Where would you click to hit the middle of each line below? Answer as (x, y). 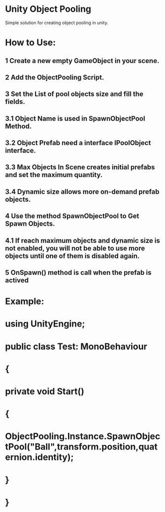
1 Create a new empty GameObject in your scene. (82, 61)
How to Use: (31, 43)
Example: (25, 301)
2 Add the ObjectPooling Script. (55, 77)
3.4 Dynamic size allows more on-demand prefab (82, 192)
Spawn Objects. (30, 224)
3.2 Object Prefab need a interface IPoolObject (78, 143)
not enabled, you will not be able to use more (75, 248)
